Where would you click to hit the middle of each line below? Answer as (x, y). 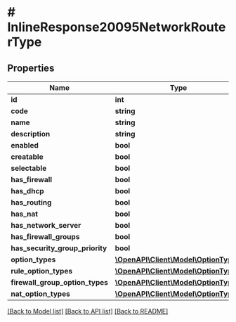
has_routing (31, 202)
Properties (31, 68)
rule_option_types (41, 271)
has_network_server (46, 225)
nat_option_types (40, 294)
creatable (27, 157)
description (31, 134)
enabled (25, 145)
